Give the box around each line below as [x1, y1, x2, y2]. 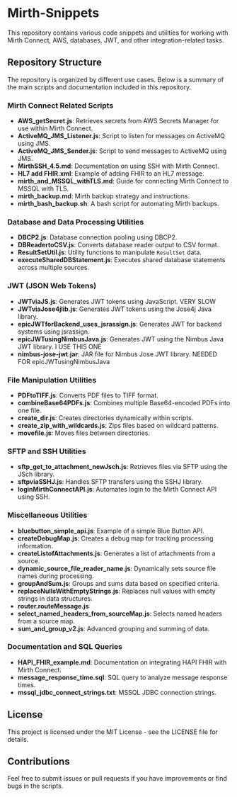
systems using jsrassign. [17, 327, 90, 336]
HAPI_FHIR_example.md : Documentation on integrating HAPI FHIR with [17, 657, 227, 667]
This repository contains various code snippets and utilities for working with [7, 28, 229, 37]
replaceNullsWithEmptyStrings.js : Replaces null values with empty [17, 587, 216, 595]
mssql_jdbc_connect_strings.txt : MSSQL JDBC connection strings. [17, 688, 217, 696]
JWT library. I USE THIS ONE [17, 342, 102, 351]
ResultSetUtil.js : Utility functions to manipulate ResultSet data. [17, 248, 202, 256]
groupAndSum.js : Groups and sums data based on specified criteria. [17, 579, 220, 587]
